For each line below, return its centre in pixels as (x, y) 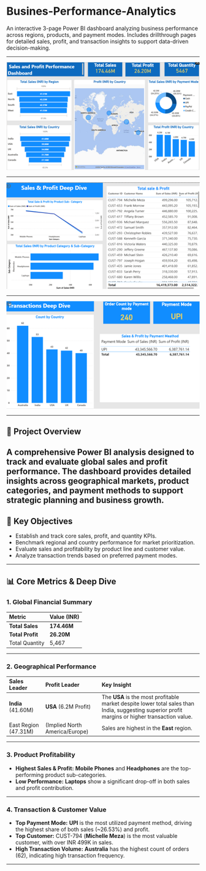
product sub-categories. (76, 775)
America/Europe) (67, 731)
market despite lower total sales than (148, 703)
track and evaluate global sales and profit (87, 462)
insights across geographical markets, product (98, 481)
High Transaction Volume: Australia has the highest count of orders (102, 849)
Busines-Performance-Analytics (91, 11)
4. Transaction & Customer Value (56, 810)
